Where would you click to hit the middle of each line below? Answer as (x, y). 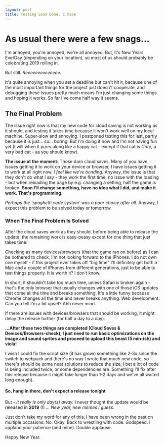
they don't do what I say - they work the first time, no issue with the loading (82, 177)
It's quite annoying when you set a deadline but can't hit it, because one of (81, 82)
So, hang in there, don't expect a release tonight (56, 391)
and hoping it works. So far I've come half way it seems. (62, 98)
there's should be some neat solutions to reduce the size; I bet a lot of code (82, 364)
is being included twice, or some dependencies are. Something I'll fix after (81, 369)
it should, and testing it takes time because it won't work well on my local (80, 131)
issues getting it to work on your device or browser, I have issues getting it (81, 167)
